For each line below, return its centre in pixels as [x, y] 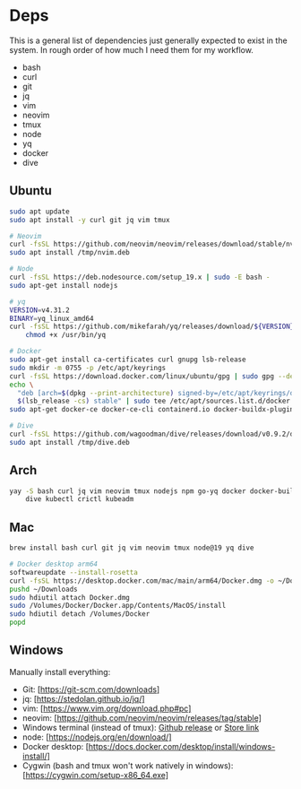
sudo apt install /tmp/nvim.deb [69, 253]
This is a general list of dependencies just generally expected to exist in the [149, 40]
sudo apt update [39, 212]
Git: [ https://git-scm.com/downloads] [91, 689]
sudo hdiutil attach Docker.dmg [69, 597]
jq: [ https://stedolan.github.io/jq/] [83, 698]
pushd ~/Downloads [43, 589]
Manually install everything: [60, 672]
